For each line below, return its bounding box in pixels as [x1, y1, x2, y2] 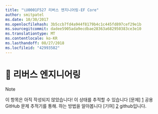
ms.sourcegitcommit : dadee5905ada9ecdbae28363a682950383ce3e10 [5, 26, 142, 32]
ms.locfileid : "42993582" [5, 45, 60, 50]
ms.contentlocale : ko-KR [5, 36, 58, 41]
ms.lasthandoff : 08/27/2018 [5, 41, 65, 46]
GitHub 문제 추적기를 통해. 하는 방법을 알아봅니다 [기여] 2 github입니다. [5, 103, 147, 109]
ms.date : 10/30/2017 [5, 17, 49, 22]
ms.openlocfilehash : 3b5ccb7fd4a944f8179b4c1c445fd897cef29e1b [5, 21, 142, 27]
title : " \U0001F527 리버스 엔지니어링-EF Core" [5, 7, 99, 13]
